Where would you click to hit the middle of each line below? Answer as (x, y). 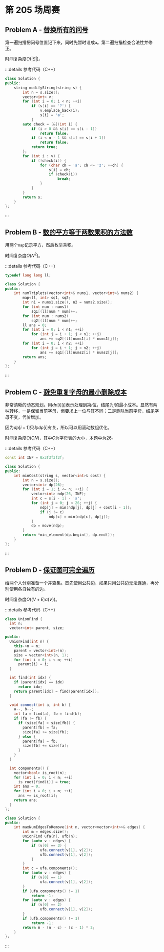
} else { (27, 737)
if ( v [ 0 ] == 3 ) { (49, 845)
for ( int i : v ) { (41, 156)
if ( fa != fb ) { (31, 719)
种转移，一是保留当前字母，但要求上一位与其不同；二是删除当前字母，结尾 (80, 411)
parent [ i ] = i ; (33, 664)
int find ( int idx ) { (30, 678)
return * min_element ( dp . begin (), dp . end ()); (69, 535)
